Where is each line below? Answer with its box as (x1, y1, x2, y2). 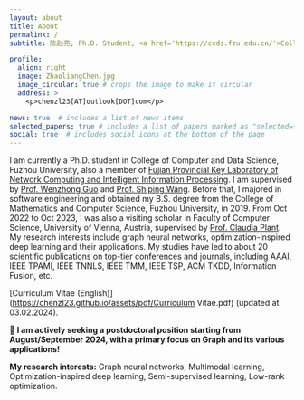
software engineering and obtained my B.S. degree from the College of (9, 194, 274, 205)
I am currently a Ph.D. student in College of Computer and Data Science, (9, 155, 280, 166)
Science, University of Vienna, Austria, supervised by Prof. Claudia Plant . (9, 223, 281, 233)
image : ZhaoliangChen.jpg (17, 71, 116, 81)
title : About (9, 22, 59, 31)
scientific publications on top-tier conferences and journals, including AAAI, (9, 251, 292, 262)
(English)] (76, 288, 113, 299)
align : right (17, 63, 67, 72)
